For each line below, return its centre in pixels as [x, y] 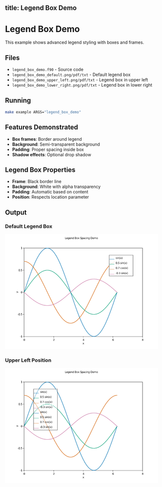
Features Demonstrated [42, 127]
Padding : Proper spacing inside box [48, 149]
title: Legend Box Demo [41, 8]
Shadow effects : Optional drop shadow [51, 154]
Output [16, 212]
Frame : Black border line [37, 182]
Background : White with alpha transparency [56, 187]
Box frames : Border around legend [47, 139]
